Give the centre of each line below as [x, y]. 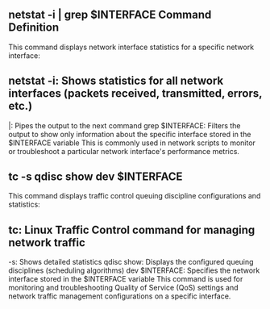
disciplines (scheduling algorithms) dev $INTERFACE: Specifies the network [134, 270]
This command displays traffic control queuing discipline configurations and [135, 196]
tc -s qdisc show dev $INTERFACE [96, 177]
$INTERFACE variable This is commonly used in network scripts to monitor [132, 143]
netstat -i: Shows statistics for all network [116, 81]
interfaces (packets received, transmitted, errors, [135, 94]
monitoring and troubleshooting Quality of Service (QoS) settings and [124, 288]
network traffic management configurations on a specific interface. [120, 296]
